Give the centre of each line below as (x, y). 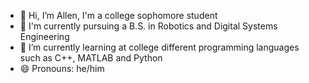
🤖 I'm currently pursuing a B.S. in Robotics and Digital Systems (148, 26)
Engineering (44, 36)
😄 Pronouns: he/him (62, 68)
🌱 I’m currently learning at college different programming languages (159, 47)
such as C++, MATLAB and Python (91, 58)
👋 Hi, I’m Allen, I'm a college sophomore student (118, 15)
